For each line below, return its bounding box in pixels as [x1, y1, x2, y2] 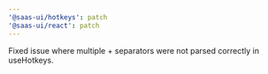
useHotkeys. [8, 55, 54, 65]
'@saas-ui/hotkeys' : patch [8, 12, 108, 22]
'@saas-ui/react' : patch [8, 21, 100, 30]
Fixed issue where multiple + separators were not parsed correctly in [8, 45, 260, 55]
